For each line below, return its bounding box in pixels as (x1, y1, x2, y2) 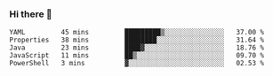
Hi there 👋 (9, 8, 53, 20)
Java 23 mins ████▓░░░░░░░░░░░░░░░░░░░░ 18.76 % (9, 43, 265, 52)
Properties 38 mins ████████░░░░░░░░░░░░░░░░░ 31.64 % (9, 35, 265, 45)
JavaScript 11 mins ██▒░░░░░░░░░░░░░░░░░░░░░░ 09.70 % (9, 51, 265, 60)
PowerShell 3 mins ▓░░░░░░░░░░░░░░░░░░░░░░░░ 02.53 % (9, 59, 265, 68)
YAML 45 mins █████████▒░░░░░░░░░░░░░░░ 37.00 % (9, 28, 265, 37)
